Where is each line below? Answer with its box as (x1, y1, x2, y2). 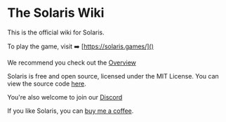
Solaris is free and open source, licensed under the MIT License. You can (7, 72, 219, 80)
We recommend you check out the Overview (7, 58, 137, 67)
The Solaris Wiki (7, 5, 105, 21)
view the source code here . (7, 79, 86, 88)
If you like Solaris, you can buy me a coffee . (7, 107, 134, 115)
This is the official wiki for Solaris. (7, 28, 105, 36)
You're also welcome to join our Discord (7, 93, 123, 101)
